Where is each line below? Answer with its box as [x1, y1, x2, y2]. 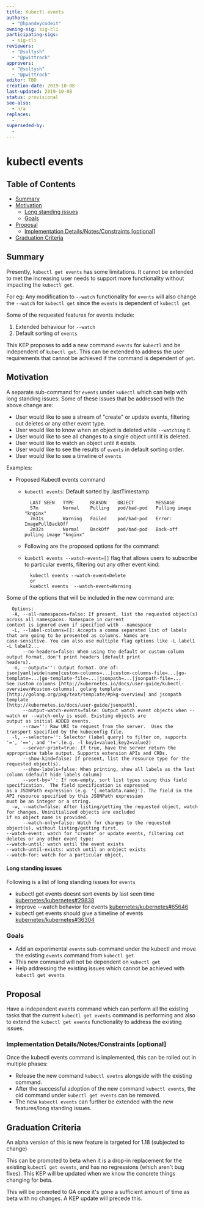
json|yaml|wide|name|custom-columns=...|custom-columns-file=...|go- [6, 670, 188, 676]
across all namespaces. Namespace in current [6, 616, 124, 622]
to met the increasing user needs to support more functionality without [6, 274, 184, 282]
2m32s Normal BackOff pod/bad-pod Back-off [29, 526, 178, 532]
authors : [6, 15, 29, 21]
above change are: [6, 401, 54, 408]
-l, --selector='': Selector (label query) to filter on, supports [12, 734, 188, 740]
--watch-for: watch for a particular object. [6, 852, 124, 858]
